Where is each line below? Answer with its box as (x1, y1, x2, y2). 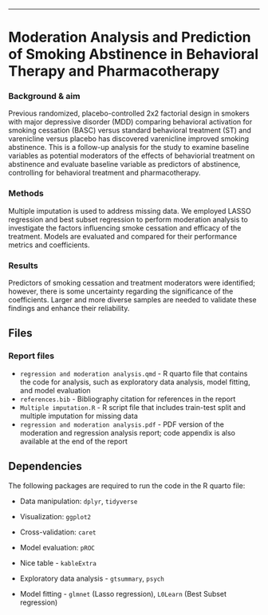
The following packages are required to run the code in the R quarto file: (8, 480, 246, 491)
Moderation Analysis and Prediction (8, 29, 251, 46)
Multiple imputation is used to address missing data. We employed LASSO (8, 206, 251, 215)
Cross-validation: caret (19, 527, 97, 537)
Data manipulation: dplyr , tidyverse (19, 496, 138, 506)
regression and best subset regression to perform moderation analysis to (8, 215, 249, 224)
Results (8, 260, 38, 271)
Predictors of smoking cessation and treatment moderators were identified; (8, 278, 255, 288)
